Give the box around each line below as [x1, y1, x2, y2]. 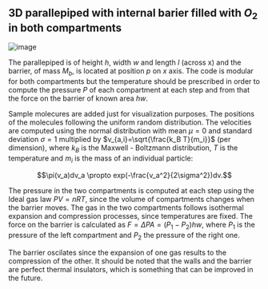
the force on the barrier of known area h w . [8, 93, 149, 103]
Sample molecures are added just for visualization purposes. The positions [8, 109, 254, 118]
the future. [8, 273, 43, 283]
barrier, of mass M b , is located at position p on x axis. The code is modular [8, 66, 254, 77]
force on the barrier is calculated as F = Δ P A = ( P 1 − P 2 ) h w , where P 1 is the [8, 220, 256, 232]
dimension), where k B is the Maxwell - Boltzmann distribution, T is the [8, 143, 238, 154]
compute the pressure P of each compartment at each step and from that [8, 85, 250, 94]
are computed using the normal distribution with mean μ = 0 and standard [8, 125, 252, 135]
